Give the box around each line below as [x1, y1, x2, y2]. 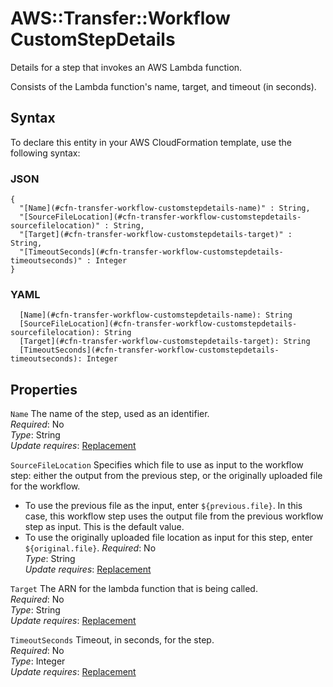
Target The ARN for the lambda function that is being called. [10, 583, 258, 595]
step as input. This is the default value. [24, 521, 185, 533]
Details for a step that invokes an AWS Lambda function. [10, 61, 243, 73]
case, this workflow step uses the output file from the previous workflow [24, 510, 324, 522]
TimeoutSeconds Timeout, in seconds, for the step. [10, 634, 215, 646]
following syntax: [10, 147, 81, 159]
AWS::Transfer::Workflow [10, 7, 231, 30]
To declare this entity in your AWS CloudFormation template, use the [10, 136, 292, 148]
